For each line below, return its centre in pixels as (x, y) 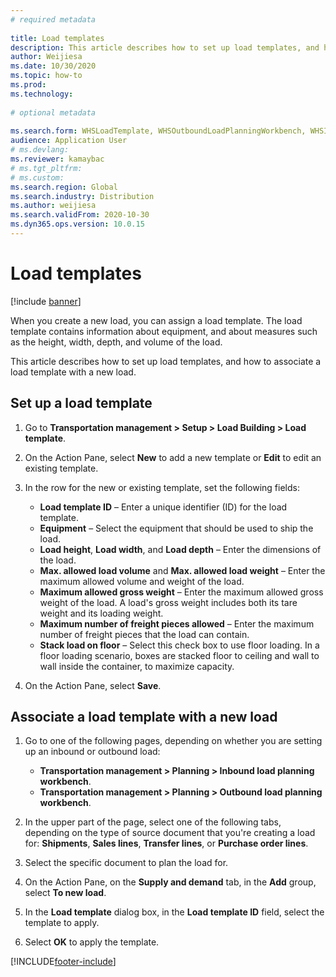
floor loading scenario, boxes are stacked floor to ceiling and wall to (179, 655)
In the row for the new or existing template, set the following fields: (162, 487)
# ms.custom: (37, 177)
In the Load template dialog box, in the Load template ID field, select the (174, 912)
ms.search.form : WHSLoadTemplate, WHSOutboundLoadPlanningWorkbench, (158, 131)
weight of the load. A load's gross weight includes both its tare (168, 602)
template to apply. (62, 923)
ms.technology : (42, 94)
